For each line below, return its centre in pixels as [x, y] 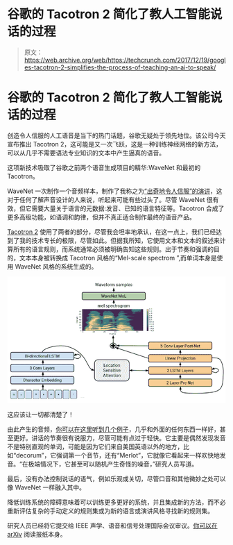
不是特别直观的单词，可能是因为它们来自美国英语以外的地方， [95, 446]
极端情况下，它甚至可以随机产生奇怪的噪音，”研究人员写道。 [113, 464]
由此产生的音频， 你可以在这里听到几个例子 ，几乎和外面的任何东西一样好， [113, 429]
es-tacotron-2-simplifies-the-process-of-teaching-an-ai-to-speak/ [120, 67]
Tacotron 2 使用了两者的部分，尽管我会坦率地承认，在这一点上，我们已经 [112, 232]
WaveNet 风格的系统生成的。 [56, 266]
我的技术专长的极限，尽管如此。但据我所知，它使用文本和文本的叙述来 [119, 240]
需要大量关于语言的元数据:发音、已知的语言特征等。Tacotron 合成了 [128, 208]
